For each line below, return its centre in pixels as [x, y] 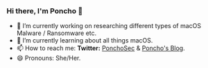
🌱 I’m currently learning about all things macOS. [85, 41]
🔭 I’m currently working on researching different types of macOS [109, 26]
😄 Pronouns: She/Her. [49, 58]
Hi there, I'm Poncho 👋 [45, 11]
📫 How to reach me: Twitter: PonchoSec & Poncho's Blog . [101, 48]
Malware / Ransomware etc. [57, 33]
